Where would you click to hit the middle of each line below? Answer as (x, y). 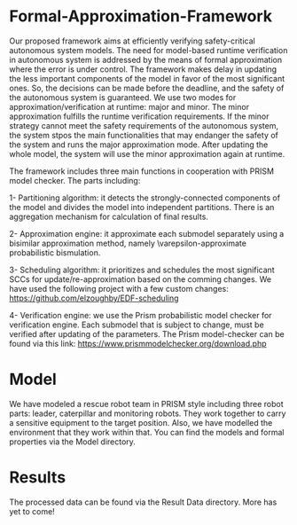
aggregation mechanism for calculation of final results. (109, 216)
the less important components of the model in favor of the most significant (147, 78)
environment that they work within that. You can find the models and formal (147, 432)
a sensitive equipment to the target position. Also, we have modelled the (141, 422)
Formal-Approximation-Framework (141, 16)
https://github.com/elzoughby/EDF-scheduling (94, 298)
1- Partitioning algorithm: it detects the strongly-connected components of (145, 198)
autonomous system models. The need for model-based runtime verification (148, 50)
